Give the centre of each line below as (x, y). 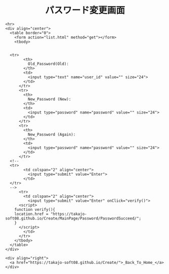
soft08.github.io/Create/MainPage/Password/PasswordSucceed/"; (73, 218)
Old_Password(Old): (48, 64)
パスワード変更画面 (85, 10)
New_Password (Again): (52, 134)
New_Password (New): (49, 99)
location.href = (32, 214)
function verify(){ (35, 209)
